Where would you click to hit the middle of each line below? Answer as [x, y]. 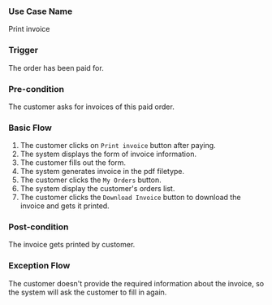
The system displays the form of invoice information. [108, 154]
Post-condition [39, 227]
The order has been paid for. [56, 68]
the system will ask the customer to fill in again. [88, 292]
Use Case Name [41, 11]
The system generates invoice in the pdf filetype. [102, 172]
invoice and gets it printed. [65, 206]
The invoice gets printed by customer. [72, 245]
